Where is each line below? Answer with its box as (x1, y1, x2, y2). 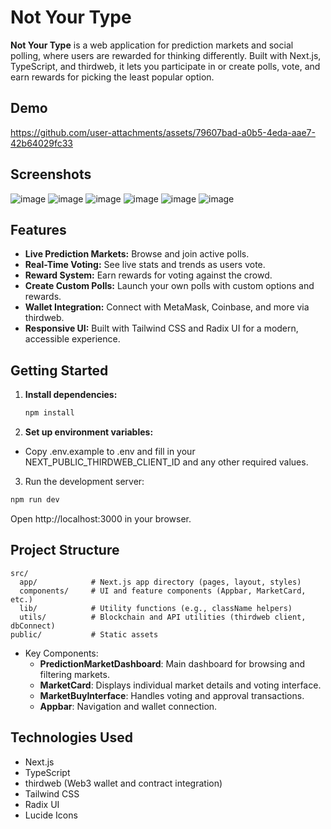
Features (10, 221, 67, 238)
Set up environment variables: (24, 426, 154, 438)
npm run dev (10, 495, 60, 505)
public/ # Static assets (10, 629, 159, 640)
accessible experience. (24, 333, 121, 345)
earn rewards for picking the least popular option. (10, 71, 215, 83)
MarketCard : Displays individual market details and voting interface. (39, 679, 322, 691)
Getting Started (10, 362, 109, 379)
